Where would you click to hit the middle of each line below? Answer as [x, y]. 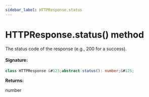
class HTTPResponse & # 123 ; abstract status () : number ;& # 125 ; [70, 71]
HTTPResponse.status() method [75, 34]
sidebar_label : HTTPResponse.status [44, 10]
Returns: [15, 80]
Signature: [16, 60]
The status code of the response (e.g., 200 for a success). [66, 49]
